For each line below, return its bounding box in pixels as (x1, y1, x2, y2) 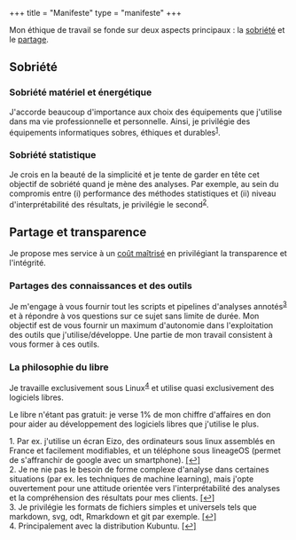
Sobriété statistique (9, 149, 97, 161)
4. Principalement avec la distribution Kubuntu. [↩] (9, 520, 197, 531)
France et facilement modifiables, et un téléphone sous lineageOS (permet (9, 445, 281, 456)
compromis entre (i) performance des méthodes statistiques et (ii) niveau (9, 188, 277, 199)
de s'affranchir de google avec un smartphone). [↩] (9, 455, 201, 466)
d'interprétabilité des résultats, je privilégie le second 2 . (9, 197, 210, 209)
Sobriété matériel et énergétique (9, 86, 152, 98)
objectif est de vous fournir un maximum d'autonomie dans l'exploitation (9, 320, 274, 331)
